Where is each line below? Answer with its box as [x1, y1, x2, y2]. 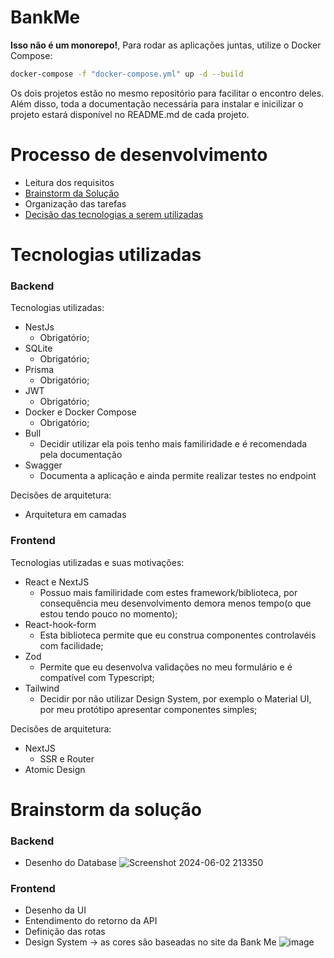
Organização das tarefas [24, 197, 127, 210]
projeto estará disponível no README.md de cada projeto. [10, 108, 250, 120]
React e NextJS [24, 576, 90, 588]
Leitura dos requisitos [24, 176, 115, 188]
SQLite [24, 342, 53, 355]
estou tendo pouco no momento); [39, 607, 178, 620]
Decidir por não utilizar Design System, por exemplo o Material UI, [39, 692, 312, 705]
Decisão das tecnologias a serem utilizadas [24, 208, 204, 220]
